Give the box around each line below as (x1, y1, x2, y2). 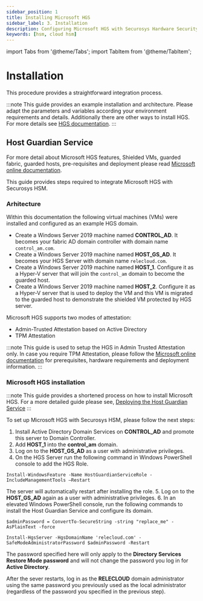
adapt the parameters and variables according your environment (6, 107, 167, 115)
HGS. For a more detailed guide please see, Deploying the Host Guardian (6, 398, 188, 406)
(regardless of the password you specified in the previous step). (6, 588, 166, 596)
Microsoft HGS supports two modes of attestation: (6, 314, 132, 321)
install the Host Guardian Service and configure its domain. (6, 507, 153, 515)
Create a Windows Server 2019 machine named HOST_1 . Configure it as (14, 264, 194, 271)
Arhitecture (6, 200, 41, 208)
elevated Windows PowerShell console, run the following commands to (6, 501, 183, 508)
